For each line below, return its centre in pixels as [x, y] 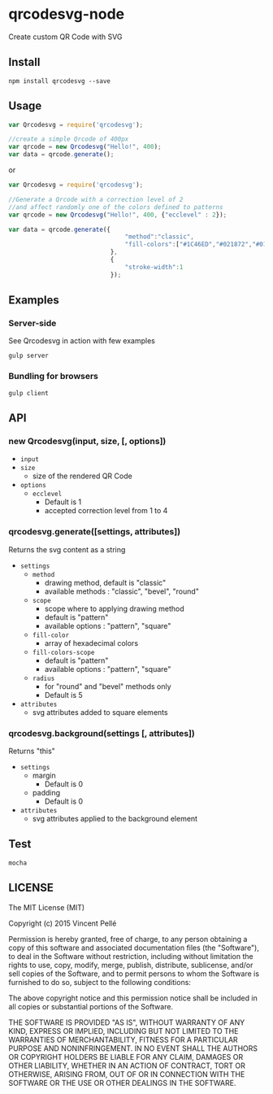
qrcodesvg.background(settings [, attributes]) [102, 733]
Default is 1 [63, 502]
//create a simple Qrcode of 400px [69, 139]
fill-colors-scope [63, 652]
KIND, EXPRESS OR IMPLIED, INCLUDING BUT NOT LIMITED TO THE [123, 1031]
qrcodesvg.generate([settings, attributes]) [95, 532]
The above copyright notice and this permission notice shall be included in [133, 998]
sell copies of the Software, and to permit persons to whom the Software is [134, 974]
